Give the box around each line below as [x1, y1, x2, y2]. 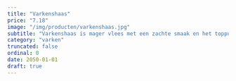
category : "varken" [7, 37, 65, 44]
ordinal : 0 [7, 50, 39, 57]
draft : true [7, 63, 42, 70]
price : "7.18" [7, 17, 49, 24]
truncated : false [7, 43, 58, 50]
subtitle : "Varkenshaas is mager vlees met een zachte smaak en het [7, 30, 212, 37]
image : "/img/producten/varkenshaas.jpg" [7, 23, 131, 30]
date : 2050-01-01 [7, 56, 58, 63]
